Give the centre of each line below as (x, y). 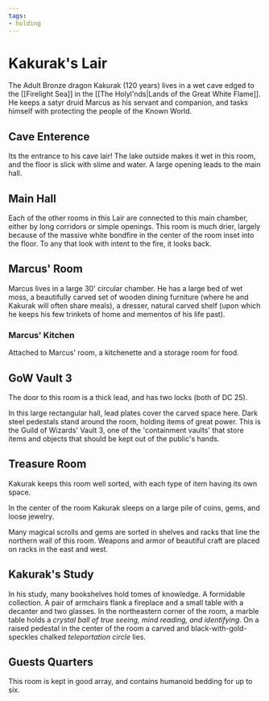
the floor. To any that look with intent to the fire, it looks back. (110, 244)
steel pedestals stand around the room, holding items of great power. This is (135, 421)
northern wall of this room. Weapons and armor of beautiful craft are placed (134, 540)
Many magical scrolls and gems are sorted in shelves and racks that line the (134, 532)
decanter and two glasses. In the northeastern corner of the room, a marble (134, 611)
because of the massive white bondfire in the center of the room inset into (131, 236)
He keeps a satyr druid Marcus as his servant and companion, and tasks (128, 102)
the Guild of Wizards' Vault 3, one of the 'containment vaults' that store (126, 430)
